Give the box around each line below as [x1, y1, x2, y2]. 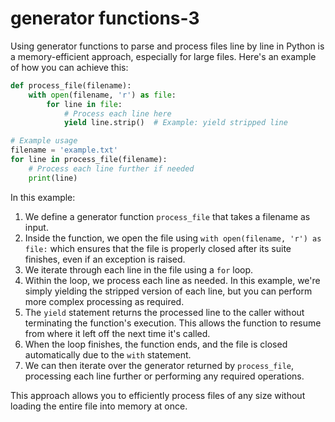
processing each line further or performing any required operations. [24, 370, 305, 382]
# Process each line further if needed [28, 163, 195, 174]
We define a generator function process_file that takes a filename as [24, 210, 311, 222]
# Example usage [10, 136, 78, 146]
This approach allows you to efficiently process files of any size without [10, 389, 306, 401]
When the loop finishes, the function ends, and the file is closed [24, 338, 288, 350]
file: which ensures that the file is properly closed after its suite [24, 242, 292, 254]
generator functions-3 [10, 7, 200, 30]
